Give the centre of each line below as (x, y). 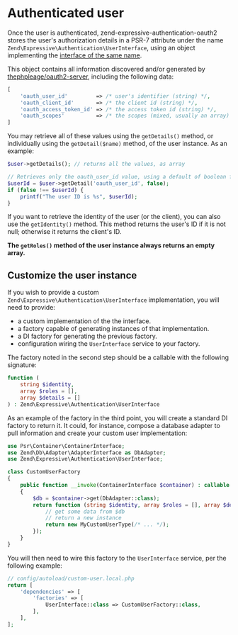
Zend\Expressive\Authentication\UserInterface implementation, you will (113, 300)
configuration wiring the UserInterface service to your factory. (109, 344)
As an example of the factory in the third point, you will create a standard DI (118, 418)
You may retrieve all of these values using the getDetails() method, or (110, 136)
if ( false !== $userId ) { (45, 190)
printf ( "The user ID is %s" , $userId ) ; (79, 196)
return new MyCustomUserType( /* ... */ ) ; (107, 525)
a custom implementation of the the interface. (84, 321)
